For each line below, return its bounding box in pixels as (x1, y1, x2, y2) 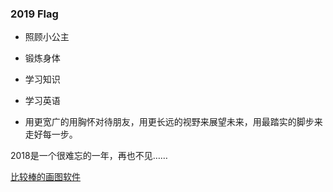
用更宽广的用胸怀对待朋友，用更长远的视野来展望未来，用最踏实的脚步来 (24, 116, 323, 128)
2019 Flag (10, 7, 59, 21)
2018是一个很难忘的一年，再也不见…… (10, 150, 168, 162)
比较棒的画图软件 (10, 171, 81, 183)
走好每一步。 (24, 128, 78, 141)
